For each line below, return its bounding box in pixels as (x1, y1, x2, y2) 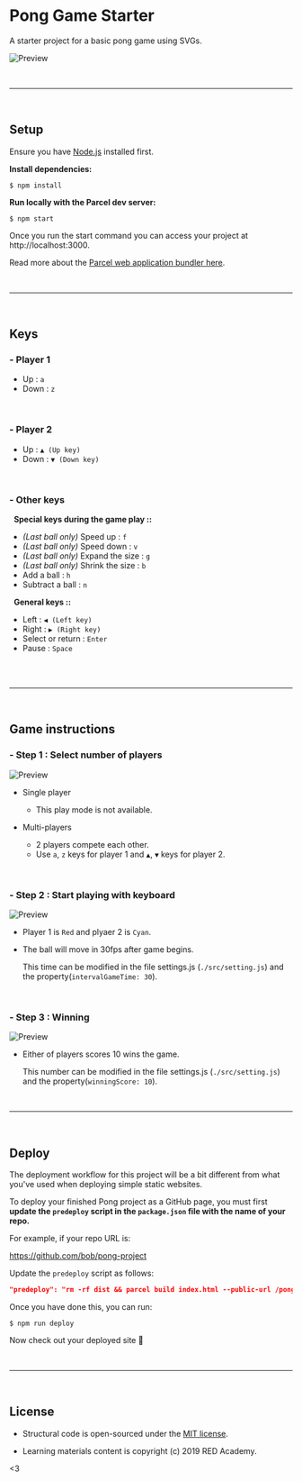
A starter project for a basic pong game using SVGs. (9, 35, 202, 46)
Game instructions (9, 722, 115, 737)
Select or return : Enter (22, 633, 108, 644)
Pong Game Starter (9, 5, 155, 26)
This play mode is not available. (35, 804, 153, 815)
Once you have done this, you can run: (9, 1302, 153, 1312)
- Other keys (9, 493, 66, 505)
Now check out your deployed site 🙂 (9, 1335, 144, 1345)
